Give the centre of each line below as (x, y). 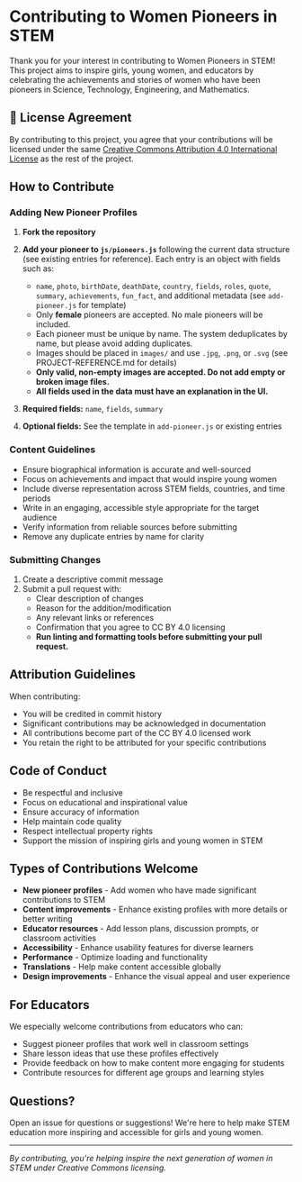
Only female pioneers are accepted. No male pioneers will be (149, 315)
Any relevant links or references (95, 618)
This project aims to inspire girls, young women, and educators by (132, 70)
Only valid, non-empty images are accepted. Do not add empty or (160, 372)
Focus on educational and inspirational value (105, 802)
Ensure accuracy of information (80, 812)
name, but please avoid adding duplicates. (114, 343)
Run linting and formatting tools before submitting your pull (149, 637)
